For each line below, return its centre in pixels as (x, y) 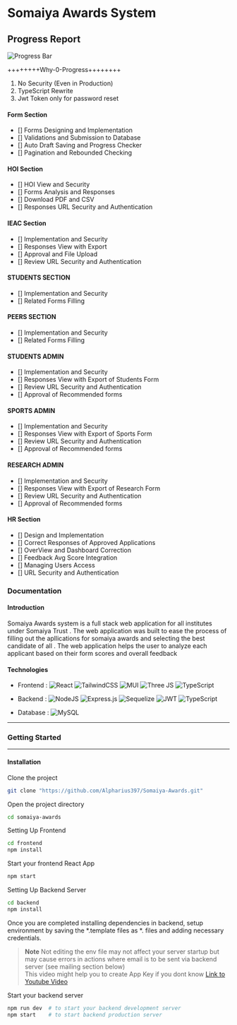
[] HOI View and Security (54, 184)
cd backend (23, 903)
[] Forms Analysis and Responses (66, 192)
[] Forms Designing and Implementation (75, 130)
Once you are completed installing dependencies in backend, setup (105, 923)
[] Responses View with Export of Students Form (88, 380)
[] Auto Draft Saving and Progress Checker (80, 145)
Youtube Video (46, 981)
